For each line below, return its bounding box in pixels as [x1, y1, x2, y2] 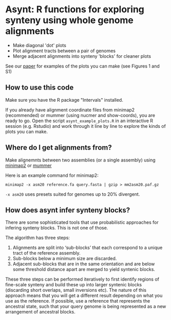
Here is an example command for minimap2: [5, 172, 99, 178]
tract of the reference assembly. [12, 250, 81, 256]
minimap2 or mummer [5, 162, 52, 168]
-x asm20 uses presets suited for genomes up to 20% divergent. [5, 191, 140, 197]
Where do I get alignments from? [5, 143, 112, 152]
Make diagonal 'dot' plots [12, 42, 67, 48]
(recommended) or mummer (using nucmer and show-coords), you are [5, 112, 155, 118]
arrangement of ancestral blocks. [5, 309, 76, 315]
